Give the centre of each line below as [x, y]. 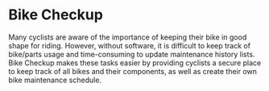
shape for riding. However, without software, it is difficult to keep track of [130, 45]
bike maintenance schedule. [55, 80]
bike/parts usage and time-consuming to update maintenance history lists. [132, 54]
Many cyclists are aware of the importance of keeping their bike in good [128, 37]
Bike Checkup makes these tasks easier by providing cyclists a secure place [135, 63]
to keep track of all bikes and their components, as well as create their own [133, 71]
